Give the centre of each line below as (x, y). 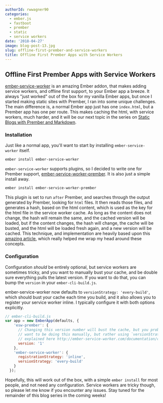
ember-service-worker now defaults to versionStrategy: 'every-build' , (78, 292)
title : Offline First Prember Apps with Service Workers (64, 55)
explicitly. (15, 307)
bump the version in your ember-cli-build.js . (51, 282)
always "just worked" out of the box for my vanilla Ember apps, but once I (79, 96)
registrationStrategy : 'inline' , (52, 357)
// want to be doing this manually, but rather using (73, 334)
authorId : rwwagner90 (27, 9)
